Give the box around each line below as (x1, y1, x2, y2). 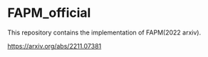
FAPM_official (7, 5, 91, 21)
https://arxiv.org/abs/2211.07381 (7, 42, 102, 50)
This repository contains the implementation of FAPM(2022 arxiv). (7, 28, 202, 37)
